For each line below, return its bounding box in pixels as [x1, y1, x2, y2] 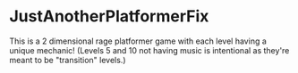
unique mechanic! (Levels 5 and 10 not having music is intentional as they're [9, 45, 290, 55]
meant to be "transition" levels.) [9, 54, 126, 65]
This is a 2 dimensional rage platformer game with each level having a [9, 36, 267, 46]
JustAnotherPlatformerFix [9, 6, 209, 27]
